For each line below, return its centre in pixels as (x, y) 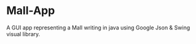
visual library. (23, 34)
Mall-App (31, 11)
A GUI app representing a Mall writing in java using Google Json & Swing (98, 28)
